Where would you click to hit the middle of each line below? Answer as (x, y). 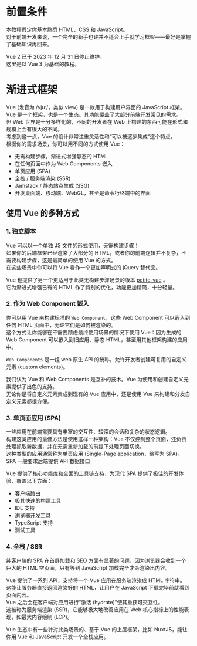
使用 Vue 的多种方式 (43, 213)
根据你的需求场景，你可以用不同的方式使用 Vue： (66, 144)
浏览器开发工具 (33, 515)
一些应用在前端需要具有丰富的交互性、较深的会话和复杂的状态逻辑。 (88, 432)
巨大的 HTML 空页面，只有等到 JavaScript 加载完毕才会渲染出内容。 (88, 568)
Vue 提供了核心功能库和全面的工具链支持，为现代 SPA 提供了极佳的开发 (92, 473)
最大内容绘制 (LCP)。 (47, 617)
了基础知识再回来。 (29, 44)
